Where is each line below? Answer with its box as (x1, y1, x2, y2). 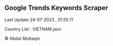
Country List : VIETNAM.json (4, 26, 61, 32)
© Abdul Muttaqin (4, 35, 41, 41)
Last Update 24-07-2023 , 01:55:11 (4, 16, 73, 22)
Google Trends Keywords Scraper (4, 4, 108, 12)
